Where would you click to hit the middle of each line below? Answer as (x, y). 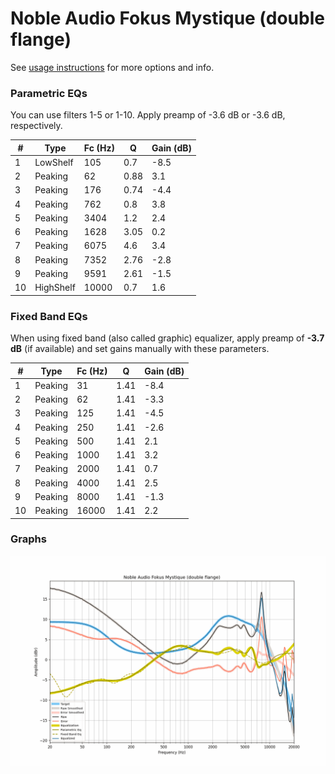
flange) (41, 39)
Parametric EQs (49, 93)
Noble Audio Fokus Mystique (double (167, 18)
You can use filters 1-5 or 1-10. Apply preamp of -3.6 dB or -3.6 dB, (148, 115)
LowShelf (54, 162)
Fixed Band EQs (49, 316)
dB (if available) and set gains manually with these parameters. (140, 349)
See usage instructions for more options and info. (112, 67)
